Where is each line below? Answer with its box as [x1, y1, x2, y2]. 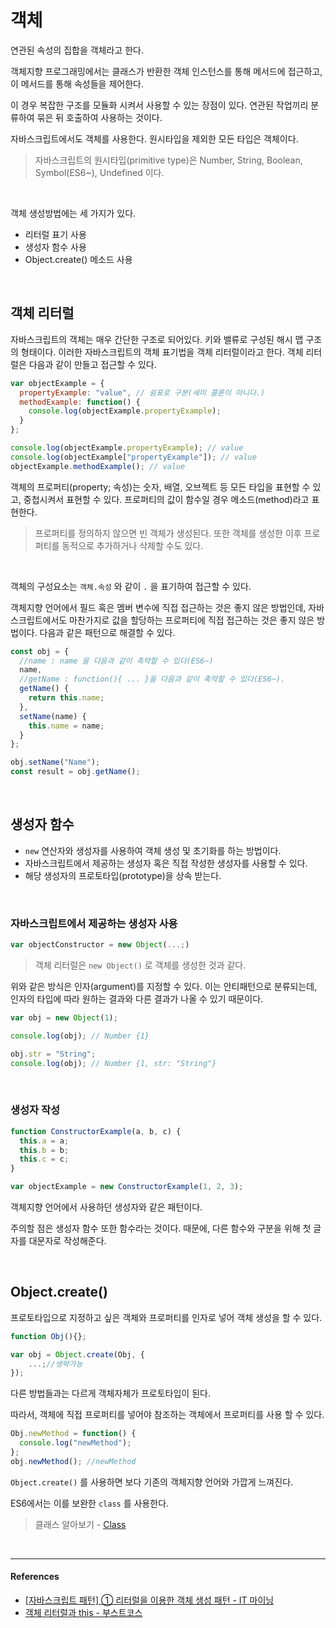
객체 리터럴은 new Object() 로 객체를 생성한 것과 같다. [34, 959, 247, 971]
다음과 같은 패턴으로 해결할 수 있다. [39, 626, 176, 638]
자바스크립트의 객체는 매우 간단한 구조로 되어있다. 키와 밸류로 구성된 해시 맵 [10, 333, 304, 345]
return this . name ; [28, 693, 105, 703]
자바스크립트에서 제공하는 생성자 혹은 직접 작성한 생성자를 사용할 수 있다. [24, 857, 308, 869]
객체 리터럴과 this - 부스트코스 [24, 1607, 143, 1619]
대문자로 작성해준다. [28, 1235, 107, 1247]
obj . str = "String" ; [10, 1049, 97, 1059]
